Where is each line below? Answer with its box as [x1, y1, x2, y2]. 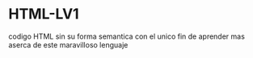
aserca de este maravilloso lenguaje [8, 39, 129, 49]
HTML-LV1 [8, 5, 79, 23]
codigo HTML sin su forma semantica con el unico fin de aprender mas [8, 31, 245, 41]
